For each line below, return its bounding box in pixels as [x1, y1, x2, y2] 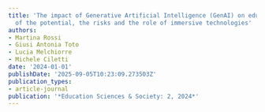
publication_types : [8, 77, 73, 85]
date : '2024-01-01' [8, 63, 73, 71]
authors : [8, 26, 37, 34]
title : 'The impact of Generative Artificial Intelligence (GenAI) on [8, 11, 245, 20]
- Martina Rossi [8, 33, 62, 42]
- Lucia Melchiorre [8, 48, 73, 56]
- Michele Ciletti [8, 56, 69, 64]
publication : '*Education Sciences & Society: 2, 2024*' [8, 92, 200, 100]
